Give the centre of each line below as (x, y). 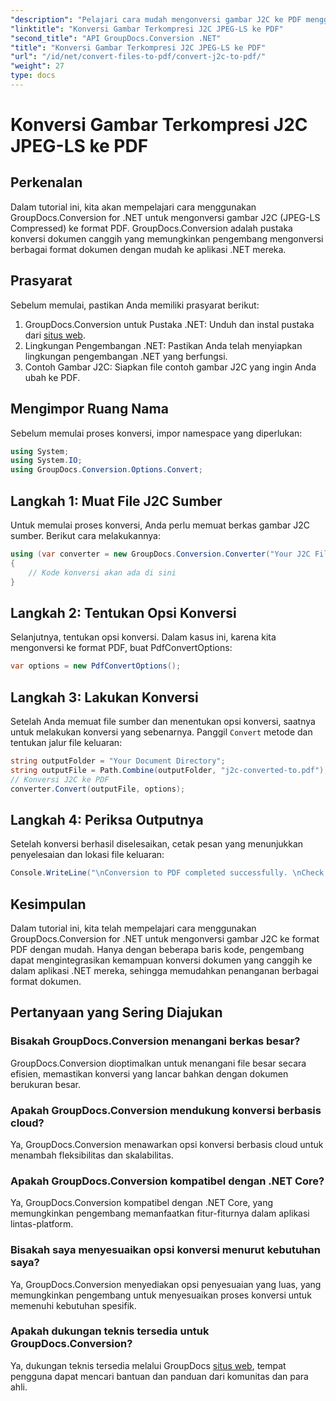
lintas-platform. (42, 1224)
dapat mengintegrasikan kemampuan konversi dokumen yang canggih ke (161, 960)
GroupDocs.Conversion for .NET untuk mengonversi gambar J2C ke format (165, 938)
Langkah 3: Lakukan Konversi (104, 697)
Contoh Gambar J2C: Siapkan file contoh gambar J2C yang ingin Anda (170, 367)
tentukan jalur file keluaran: (66, 742)
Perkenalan (46, 182)
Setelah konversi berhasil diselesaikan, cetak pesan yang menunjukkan (157, 844)
